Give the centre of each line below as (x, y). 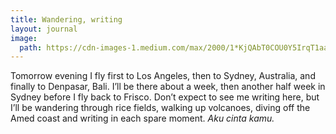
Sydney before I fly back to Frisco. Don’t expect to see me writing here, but (165, 97)
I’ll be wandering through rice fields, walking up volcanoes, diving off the (160, 108)
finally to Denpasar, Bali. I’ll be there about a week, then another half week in (168, 87)
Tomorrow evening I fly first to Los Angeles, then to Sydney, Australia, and (163, 76)
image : (24, 38)
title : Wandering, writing (66, 19)
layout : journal (44, 29)
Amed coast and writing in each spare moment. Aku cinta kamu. (142, 118)
